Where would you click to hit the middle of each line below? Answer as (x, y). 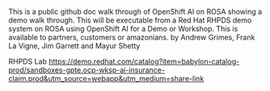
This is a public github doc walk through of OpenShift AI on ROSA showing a (135, 12)
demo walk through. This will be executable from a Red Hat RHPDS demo (130, 20)
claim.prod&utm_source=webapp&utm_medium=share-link (106, 79)
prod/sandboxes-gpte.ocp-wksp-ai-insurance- (87, 70)
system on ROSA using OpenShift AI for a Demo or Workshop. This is (123, 29)
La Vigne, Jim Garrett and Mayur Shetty (74, 46)
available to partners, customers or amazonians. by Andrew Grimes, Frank (132, 37)
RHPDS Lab (27, 61)
